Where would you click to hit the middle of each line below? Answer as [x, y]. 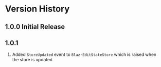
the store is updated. [33, 60]
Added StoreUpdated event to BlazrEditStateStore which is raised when [84, 54]
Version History [37, 9]
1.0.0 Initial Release [35, 27]
